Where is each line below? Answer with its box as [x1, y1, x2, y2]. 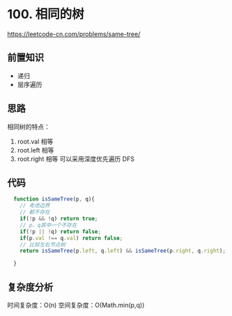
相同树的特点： [7, 123, 50, 131]
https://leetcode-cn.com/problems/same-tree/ [7, 29, 141, 38]
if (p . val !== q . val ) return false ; [20, 235, 123, 242]
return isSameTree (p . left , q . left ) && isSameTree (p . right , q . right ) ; [20, 248, 226, 255]
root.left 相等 [17, 145, 54, 154]
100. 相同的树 [7, 6, 85, 22]
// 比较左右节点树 [20, 241, 66, 248]
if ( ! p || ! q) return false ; [20, 228, 101, 235]
